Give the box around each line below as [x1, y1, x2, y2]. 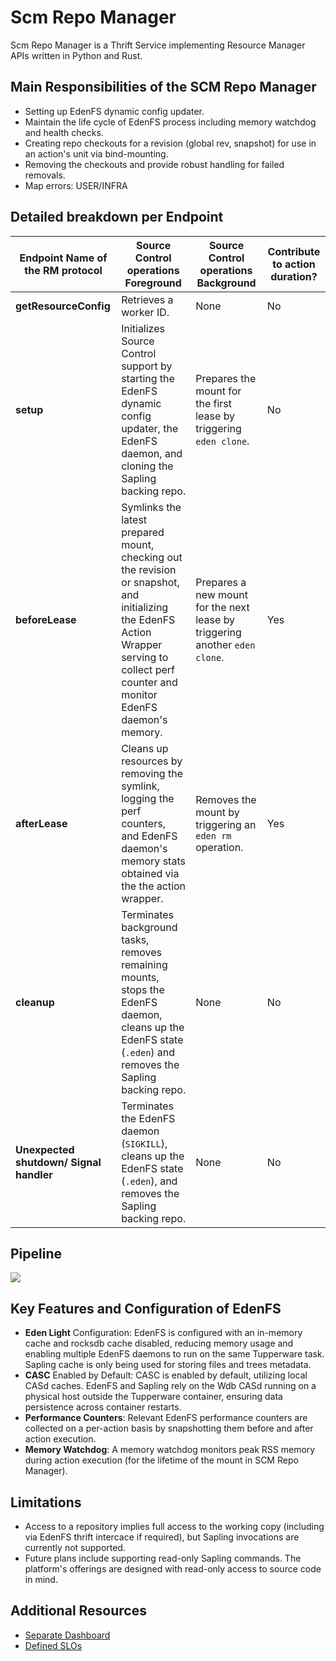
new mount [195, 587, 248, 601]
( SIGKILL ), [121, 1136, 168, 1150]
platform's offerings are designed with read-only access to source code [24, 1563, 322, 1575]
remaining [121, 957, 168, 971]
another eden [195, 637, 256, 651]
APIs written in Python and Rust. [10, 49, 143, 61]
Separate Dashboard [24, 1629, 111, 1641]
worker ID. [121, 305, 170, 319]
